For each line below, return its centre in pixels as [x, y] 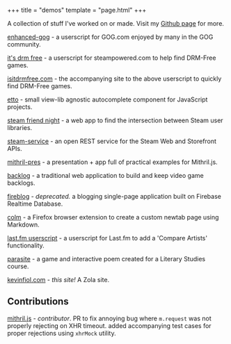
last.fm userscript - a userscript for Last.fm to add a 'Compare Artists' [107, 238]
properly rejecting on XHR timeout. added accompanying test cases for [109, 325]
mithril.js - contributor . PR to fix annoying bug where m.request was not [109, 318]
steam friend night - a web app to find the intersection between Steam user [115, 120]
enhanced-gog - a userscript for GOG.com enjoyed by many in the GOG [110, 37]
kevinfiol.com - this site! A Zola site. [58, 280]
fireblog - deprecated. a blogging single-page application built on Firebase [114, 196]
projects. [20, 107]
